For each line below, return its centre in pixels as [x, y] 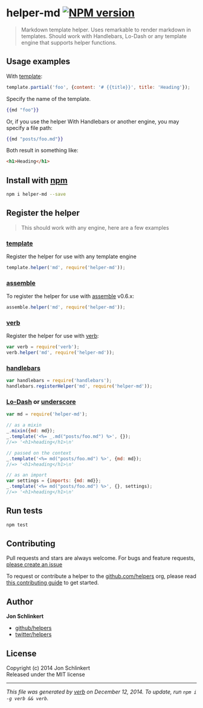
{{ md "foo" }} [23, 110]
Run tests [24, 511]
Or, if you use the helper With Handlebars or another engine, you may [93, 122]
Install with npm [37, 180]
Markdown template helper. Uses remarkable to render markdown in [106, 30]
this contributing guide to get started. [53, 583]
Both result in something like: [42, 151]
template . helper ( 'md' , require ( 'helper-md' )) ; [66, 268]
